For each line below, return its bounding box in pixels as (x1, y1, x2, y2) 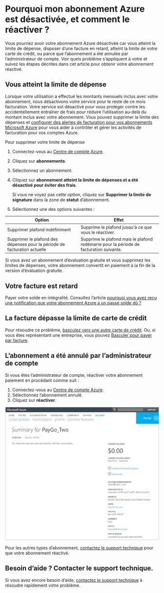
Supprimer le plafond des (7, 236, 58, 242)
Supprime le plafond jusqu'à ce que (80, 224, 152, 230)
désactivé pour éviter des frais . (12, 182, 77, 188)
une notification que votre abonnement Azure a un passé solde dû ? (5, 300, 142, 306)
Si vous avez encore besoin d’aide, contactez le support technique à (5, 577, 143, 583)
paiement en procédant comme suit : (5, 377, 79, 383)
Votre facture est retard (5, 282, 78, 290)
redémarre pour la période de (80, 241, 140, 247)
